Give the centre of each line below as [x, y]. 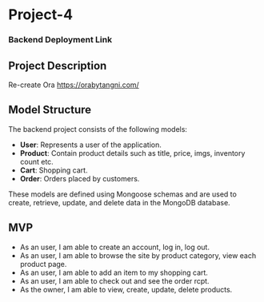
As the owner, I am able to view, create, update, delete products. [126, 289]
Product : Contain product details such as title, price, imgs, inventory [132, 153]
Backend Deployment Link [60, 40]
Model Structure [50, 110]
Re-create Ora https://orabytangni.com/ [74, 85]
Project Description [58, 66]
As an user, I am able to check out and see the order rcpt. [114, 280]
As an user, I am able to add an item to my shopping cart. [114, 272]
